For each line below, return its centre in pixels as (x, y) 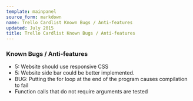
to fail (21, 85)
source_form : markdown (34, 17)
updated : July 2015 (30, 28)
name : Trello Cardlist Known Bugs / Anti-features (69, 22)
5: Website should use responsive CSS (61, 67)
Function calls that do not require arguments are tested (81, 92)
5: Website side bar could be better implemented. (74, 73)
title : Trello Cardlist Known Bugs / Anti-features (71, 33)
